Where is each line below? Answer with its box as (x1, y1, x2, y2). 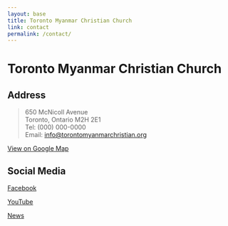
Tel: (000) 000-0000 (24, 123, 87, 131)
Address (7, 89, 46, 101)
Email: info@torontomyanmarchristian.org (24, 131, 147, 139)
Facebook (7, 184, 37, 193)
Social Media (7, 165, 66, 177)
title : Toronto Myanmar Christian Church (7, 17, 133, 24)
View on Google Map (7, 144, 69, 153)
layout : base (7, 10, 46, 18)
